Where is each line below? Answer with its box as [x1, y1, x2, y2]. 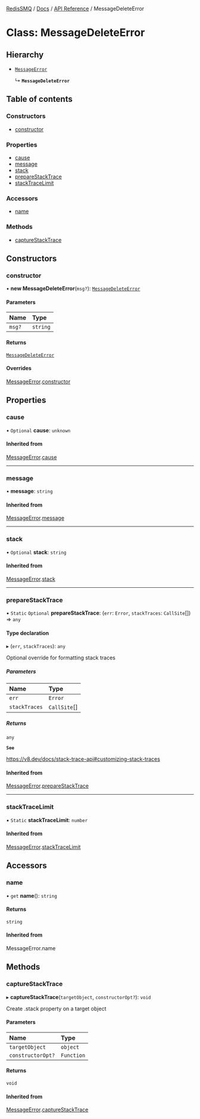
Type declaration [6, 629, 49, 637]
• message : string [6, 488, 53, 495]
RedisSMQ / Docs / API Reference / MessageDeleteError [6, 5, 145, 12]
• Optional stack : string [6, 548, 67, 556]
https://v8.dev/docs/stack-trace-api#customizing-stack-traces [6, 755, 161, 762]
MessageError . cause [6, 453, 57, 461]
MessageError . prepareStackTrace [6, 782, 89, 789]
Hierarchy [6, 49, 44, 60]
